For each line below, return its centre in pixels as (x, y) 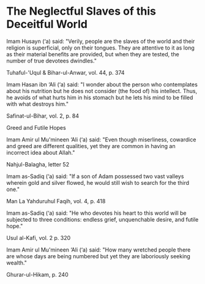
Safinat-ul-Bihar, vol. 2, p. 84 (43, 116)
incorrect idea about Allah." (41, 152)
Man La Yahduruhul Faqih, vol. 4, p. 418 (56, 201)
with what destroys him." (38, 104)
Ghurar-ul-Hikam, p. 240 (37, 274)
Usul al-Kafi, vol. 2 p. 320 (39, 237)
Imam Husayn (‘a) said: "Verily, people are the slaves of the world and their (101, 41)
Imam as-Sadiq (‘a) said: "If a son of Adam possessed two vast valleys (95, 176)
